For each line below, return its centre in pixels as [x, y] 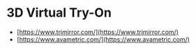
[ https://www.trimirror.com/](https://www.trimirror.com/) [98, 32]
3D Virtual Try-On [59, 13]
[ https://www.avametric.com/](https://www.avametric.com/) [103, 39]
